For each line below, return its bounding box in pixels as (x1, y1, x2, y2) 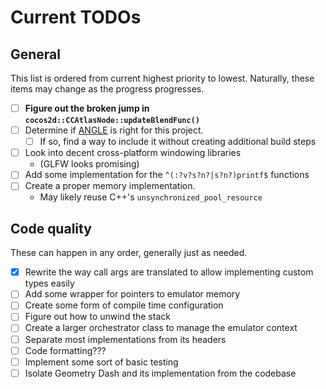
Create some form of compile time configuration (24, 299, 224, 311)
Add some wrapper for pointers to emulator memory (24, 288, 241, 300)
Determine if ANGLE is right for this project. (24, 124, 204, 136)
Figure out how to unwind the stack (24, 311, 171, 323)
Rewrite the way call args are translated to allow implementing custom (24, 266, 314, 278)
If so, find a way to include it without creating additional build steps (39, 136, 317, 148)
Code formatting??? (24, 344, 107, 356)
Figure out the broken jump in (24, 102, 150, 114)
